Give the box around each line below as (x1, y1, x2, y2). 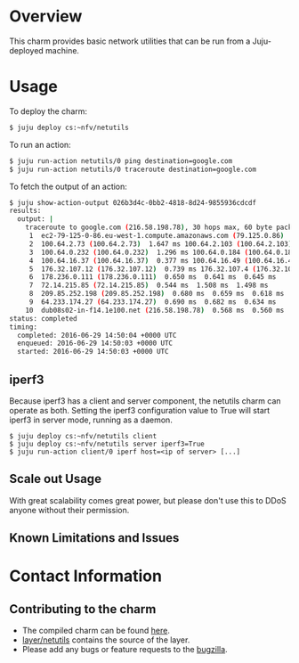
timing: (9, 323, 38, 331)
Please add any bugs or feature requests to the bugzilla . (21, 644, 229, 655)
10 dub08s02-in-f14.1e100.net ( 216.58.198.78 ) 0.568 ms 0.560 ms (25, 306, 285, 315)
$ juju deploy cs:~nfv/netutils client (9, 431, 158, 440)
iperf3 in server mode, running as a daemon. (9, 414, 174, 425)
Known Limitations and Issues (9, 530, 180, 545)
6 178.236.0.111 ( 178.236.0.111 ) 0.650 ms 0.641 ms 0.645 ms (28, 273, 277, 282)
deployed (9, 45, 44, 55)
